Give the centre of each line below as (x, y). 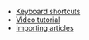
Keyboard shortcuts (48, 11)
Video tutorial (38, 20)
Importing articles (44, 28)
